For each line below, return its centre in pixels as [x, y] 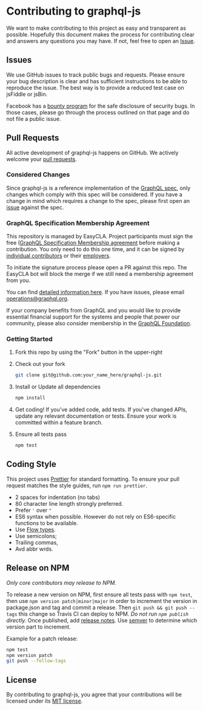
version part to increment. [38, 627]
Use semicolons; [36, 536]
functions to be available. [47, 523]
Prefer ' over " [33, 510]
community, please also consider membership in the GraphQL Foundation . [99, 323]
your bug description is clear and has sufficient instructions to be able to [97, 81]
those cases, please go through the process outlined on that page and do [98, 112]
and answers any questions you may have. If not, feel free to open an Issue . [101, 41]
